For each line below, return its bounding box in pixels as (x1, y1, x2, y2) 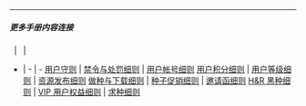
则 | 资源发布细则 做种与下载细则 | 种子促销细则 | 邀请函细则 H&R (22, 74, 265, 86)
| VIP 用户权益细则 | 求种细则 (33, 86, 141, 97)
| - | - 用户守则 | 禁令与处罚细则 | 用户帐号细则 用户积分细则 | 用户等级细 (22, 63, 292, 74)
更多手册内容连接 (9, 22, 74, 33)
